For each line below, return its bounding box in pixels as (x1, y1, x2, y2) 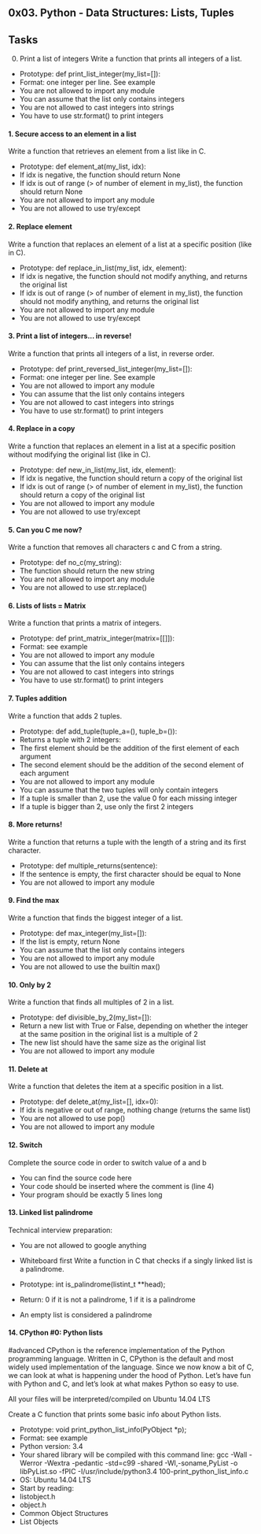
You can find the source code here (19, 1173, 132, 1183)
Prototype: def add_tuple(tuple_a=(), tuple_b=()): (19, 726, 178, 736)
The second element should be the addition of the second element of (19, 760, 244, 769)
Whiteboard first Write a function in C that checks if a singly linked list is (19, 1256, 253, 1265)
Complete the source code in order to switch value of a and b (8, 1157, 207, 1167)
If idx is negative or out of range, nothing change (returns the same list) (19, 1105, 252, 1115)
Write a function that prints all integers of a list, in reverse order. (8, 348, 215, 358)
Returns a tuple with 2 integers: (19, 734, 122, 744)
